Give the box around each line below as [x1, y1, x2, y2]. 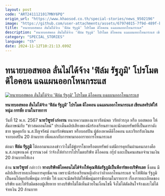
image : [5, 21, 19, 26]
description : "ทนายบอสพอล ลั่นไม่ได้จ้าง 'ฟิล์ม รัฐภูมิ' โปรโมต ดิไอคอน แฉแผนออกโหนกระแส [5, 30, 155, 35]
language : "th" [5, 39, 36, 44]
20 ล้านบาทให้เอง [5, 154, 34, 160]
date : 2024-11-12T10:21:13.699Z [5, 44, 71, 49]
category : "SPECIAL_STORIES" [5, 35, 65, 40]
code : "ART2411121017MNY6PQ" [5, 12, 65, 17]
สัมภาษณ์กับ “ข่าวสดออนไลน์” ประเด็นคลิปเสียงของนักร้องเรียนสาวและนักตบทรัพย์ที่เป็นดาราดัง [5, 122, 157, 128]
